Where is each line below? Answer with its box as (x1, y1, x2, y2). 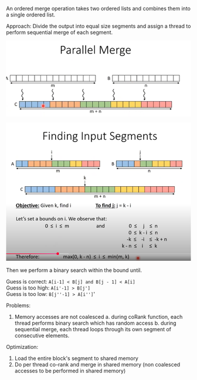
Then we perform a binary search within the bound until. (6, 267, 142, 274)
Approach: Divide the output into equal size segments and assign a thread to (6, 23, 191, 29)
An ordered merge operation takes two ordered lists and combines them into (6, 5, 191, 12)
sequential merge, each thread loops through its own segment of (14, 326, 172, 333)
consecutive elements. (14, 332, 70, 339)
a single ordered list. (6, 11, 56, 18)
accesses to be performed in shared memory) (14, 367, 126, 375)
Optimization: (6, 344, 39, 351)
